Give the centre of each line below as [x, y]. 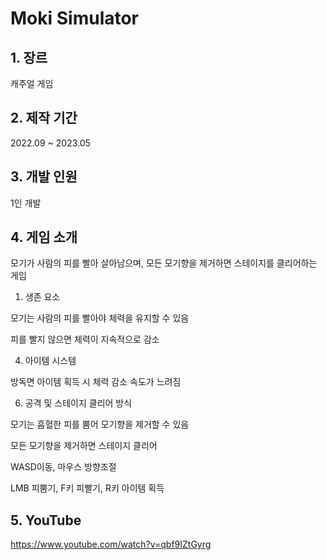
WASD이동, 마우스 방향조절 [63, 467]
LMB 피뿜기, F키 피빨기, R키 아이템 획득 [87, 488]
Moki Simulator [75, 18]
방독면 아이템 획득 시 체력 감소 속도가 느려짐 [96, 382]
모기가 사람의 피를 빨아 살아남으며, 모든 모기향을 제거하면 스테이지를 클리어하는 [164, 263]
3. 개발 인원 [44, 177]
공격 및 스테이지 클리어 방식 [78, 403]
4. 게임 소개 [44, 237]
